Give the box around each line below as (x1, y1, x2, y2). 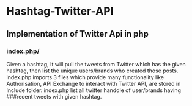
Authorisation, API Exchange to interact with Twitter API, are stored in (6, 80, 181, 87)
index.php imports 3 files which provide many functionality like (6, 73, 164, 80)
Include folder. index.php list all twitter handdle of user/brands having (6, 87, 182, 94)
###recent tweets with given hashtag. (6, 93, 102, 100)
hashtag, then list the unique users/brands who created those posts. (6, 67, 179, 74)
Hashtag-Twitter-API (6, 4, 114, 18)
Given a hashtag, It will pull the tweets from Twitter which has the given (6, 60, 186, 68)
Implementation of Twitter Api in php (6, 29, 149, 39)
